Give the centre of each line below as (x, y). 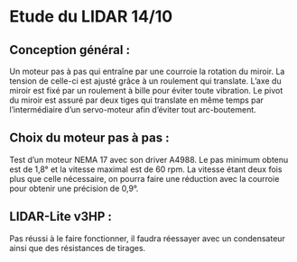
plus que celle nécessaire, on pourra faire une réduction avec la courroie (144, 178)
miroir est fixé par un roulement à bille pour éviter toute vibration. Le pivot (146, 90)
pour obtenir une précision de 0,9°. (74, 188)
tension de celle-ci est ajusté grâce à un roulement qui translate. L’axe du (145, 81)
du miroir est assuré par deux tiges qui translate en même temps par (137, 100)
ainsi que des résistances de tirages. (78, 248)
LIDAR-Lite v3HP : (61, 217)
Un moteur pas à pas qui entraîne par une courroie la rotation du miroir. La (147, 71)
